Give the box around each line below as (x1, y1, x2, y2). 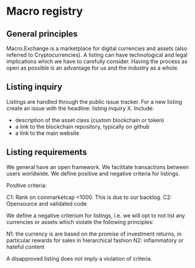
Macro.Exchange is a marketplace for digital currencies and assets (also (6, 45, 188, 52)
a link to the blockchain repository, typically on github (15, 123, 150, 130)
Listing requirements (6, 147, 87, 158)
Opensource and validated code (6, 200, 87, 207)
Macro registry (6, 4, 83, 18)
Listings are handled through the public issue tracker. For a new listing (6, 98, 183, 105)
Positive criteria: (6, 181, 47, 189)
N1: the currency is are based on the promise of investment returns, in (6, 230, 182, 237)
